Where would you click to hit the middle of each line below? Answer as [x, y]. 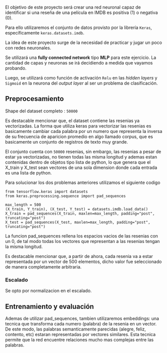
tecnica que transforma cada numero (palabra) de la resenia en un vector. [81, 323]
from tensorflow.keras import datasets [47, 191]
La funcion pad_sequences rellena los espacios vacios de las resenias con [82, 236]
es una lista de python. [29, 172]
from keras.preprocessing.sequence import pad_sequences [66, 196]
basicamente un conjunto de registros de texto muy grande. [67, 141]
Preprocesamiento [34, 99]
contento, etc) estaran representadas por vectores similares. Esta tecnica [81, 334]
